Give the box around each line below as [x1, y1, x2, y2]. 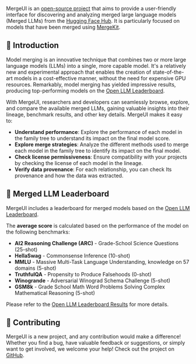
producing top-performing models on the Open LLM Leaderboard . [6, 87, 165, 94]
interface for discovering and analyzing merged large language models [6, 11, 177, 18]
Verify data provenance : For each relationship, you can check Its [14, 166, 172, 173]
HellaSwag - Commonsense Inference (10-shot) [14, 252, 131, 259]
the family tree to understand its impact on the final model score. [14, 135, 170, 142]
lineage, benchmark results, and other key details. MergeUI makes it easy [6, 111, 183, 118]
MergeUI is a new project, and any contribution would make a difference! [6, 333, 181, 340]
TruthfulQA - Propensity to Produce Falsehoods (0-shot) [14, 270, 152, 277]
